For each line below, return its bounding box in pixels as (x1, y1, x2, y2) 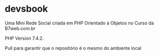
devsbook (5, 3, 48, 15)
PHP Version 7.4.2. (5, 35, 44, 41)
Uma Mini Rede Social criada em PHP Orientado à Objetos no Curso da (5, 20, 154, 26)
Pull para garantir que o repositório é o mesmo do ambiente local (5, 45, 142, 51)
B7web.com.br (5, 25, 36, 31)
